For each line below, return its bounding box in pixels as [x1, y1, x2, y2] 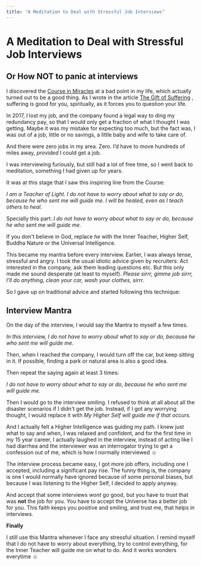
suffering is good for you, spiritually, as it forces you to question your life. [6, 100, 187, 107]
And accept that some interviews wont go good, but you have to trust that [6, 491, 189, 499]
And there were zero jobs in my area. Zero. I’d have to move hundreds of [6, 143, 185, 150]
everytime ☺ [6, 553, 38, 560]
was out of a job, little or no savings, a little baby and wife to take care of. [6, 131, 187, 138]
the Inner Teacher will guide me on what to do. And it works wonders [6, 547, 177, 554]
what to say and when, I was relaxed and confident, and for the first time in [6, 429, 191, 437]
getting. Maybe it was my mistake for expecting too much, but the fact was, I [6, 125, 196, 132]
